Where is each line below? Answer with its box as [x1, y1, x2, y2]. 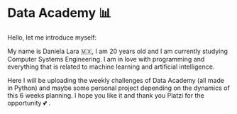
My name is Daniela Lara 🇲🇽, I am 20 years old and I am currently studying [7, 47, 228, 55]
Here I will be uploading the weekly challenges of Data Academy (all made [7, 76, 225, 84]
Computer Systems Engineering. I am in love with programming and [7, 55, 205, 63]
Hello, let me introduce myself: [7, 33, 97, 42]
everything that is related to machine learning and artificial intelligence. [7, 62, 215, 71]
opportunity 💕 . [7, 98, 51, 107]
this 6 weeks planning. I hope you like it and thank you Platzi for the [7, 91, 204, 99]
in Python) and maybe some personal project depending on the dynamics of [7, 84, 231, 92]
